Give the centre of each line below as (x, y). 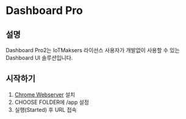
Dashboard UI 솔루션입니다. (39, 58)
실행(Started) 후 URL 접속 (45, 109)
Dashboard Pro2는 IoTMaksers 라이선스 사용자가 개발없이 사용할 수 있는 (93, 50)
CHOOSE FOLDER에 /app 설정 (52, 102)
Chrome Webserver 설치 (45, 94)
